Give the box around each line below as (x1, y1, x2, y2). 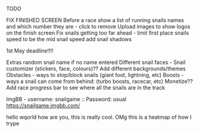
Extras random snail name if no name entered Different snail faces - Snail (6, 59, 186, 66)
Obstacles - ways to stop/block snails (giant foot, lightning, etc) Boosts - (6, 72, 184, 78)
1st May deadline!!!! (6, 47, 54, 54)
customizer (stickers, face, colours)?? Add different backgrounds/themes (6, 65, 186, 72)
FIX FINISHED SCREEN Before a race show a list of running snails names (6, 17, 184, 23)
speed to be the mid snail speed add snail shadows (6, 36, 132, 42)
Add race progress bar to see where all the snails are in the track (6, 84, 165, 91)
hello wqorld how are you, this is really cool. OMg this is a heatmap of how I (6, 113, 192, 120)
